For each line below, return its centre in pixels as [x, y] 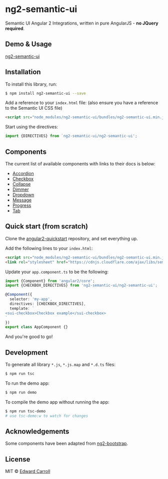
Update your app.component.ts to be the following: [57, 272]
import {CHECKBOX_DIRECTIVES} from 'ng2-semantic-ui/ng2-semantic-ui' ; [81, 286]
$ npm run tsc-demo [25, 411]
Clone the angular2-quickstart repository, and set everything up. [72, 238]
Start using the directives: [32, 127]
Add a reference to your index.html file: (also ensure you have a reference [82, 103]
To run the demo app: [27, 383]
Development [27, 352]
